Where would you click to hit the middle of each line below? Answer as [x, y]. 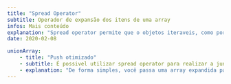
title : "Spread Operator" [44, 13]
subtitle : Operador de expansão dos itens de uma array [89, 20]
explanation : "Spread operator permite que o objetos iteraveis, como [110, 32]
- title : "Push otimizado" [58, 58]
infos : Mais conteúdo [38, 26]
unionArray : [24, 51]
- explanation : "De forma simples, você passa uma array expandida [118, 70]
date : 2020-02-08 [32, 39]
